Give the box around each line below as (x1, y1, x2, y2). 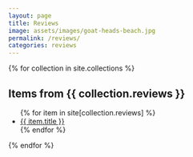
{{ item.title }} (19, 116, 65, 126)
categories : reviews (8, 42, 78, 50)
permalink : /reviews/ (8, 34, 81, 42)
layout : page (8, 11, 52, 20)
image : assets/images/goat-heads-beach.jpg (8, 26, 156, 34)
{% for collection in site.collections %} (8, 63, 135, 73)
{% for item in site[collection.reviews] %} (19, 107, 156, 117)
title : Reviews (8, 19, 59, 27)
